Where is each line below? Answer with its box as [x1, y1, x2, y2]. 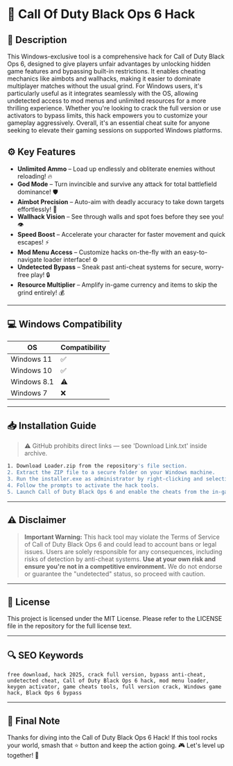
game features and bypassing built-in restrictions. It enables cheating [7, 67, 206, 75]
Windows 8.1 [10, 376, 54, 386]
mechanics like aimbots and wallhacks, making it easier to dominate [7, 74, 201, 83]
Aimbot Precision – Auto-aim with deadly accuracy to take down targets [17, 197, 225, 206]
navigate [17, 255, 43, 263]
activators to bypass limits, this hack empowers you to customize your [7, 111, 208, 119]
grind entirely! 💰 [17, 288, 65, 297]
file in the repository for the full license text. [7, 622, 132, 631]
